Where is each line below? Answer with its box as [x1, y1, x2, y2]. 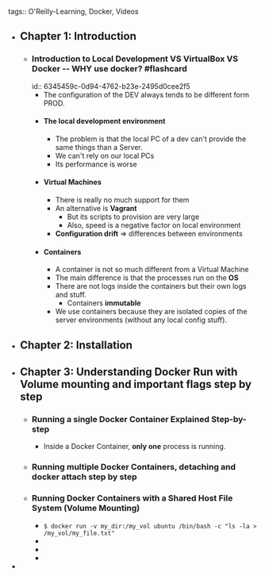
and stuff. [55, 290, 87, 300]
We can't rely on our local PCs [55, 151, 155, 160]
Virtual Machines [43, 178, 102, 187]
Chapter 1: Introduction [19, 29, 136, 43]
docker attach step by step [31, 471, 137, 482]
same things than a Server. [55, 142, 143, 152]
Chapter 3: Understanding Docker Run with [19, 365, 238, 379]
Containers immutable [67, 298, 141, 308]
